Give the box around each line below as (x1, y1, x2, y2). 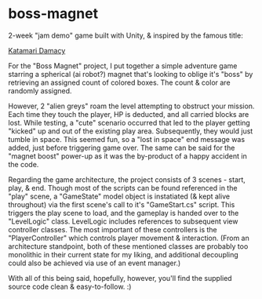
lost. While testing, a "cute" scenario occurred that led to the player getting (8, 118, 251, 127)
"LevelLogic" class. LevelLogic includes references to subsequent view (8, 217, 238, 226)
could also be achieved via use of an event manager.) (8, 258, 181, 268)
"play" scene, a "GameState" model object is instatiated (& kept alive (8, 191, 230, 201)
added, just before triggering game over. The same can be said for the (8, 143, 235, 152)
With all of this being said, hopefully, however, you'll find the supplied (8, 273, 233, 283)
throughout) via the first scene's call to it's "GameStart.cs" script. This (8, 199, 235, 209)
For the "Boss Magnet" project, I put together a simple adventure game (8, 60, 238, 71)
